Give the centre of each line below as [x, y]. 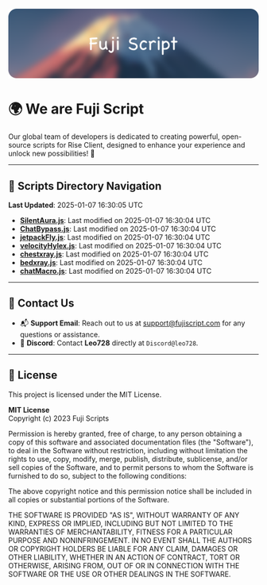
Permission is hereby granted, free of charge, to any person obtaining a [125, 433]
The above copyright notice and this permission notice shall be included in [130, 491]
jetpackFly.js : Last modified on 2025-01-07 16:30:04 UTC [115, 237]
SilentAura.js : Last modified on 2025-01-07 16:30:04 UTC [115, 221]
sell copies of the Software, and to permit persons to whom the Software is [131, 467]
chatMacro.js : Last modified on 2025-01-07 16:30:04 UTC [116, 271]
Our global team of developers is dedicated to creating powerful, [114, 137]
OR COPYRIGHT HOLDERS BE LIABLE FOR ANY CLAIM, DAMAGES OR [123, 548]
